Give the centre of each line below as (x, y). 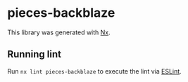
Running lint (35, 54)
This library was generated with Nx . (59, 32)
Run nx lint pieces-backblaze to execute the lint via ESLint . (94, 71)
